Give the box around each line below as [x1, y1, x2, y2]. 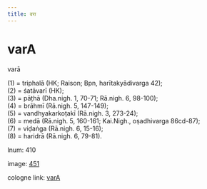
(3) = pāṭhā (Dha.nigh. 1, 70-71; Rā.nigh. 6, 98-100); [7, 93, 158, 102]
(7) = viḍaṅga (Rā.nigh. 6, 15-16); [7, 124, 103, 133]
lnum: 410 [7, 145, 36, 154]
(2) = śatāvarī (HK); [7, 86, 64, 95]
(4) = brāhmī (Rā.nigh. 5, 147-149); [7, 101, 109, 110]
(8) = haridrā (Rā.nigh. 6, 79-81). [7, 131, 102, 140]
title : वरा [7, 10, 36, 18]
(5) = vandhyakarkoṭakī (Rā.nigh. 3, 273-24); [7, 108, 138, 118]
